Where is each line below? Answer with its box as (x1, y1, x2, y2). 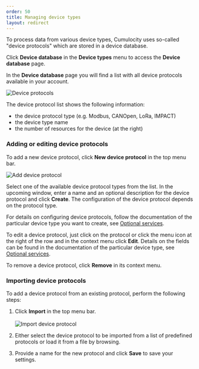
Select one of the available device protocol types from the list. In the (6, 182, 173, 190)
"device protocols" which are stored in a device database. (6, 42, 149, 49)
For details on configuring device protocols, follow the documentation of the (6, 213, 192, 220)
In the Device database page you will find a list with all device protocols (6, 72, 182, 79)
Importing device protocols (6, 276, 86, 285)
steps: (6, 296, 21, 303)
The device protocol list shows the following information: (6, 101, 145, 108)
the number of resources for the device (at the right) (14, 125, 143, 133)
